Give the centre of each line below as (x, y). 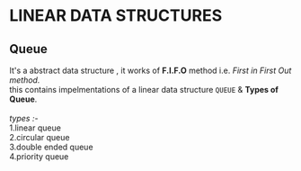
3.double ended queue (51, 147)
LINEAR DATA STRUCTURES (116, 16)
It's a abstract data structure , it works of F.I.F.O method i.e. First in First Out (150, 70)
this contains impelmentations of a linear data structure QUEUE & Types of (144, 90)
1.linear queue (35, 128)
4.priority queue (39, 157)
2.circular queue (40, 137)
